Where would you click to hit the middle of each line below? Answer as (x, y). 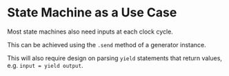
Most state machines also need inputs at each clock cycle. (90, 31)
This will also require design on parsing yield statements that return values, (115, 58)
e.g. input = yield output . (45, 65)
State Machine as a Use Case (92, 13)
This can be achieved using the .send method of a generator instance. (107, 45)
